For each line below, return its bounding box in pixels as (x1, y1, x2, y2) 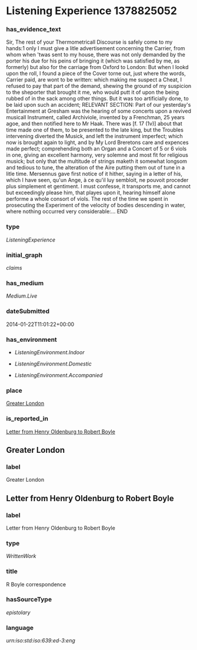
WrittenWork (6, 553, 36, 560)
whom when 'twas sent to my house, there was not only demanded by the (6, 51, 185, 58)
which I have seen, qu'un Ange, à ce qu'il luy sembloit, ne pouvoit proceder (6, 177, 189, 184)
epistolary (6, 609, 31, 616)
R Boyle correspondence (6, 580, 66, 588)
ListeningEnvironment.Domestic (14, 360, 92, 367)
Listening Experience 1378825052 (6, 4, 178, 18)
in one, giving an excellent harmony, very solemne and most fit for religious (6, 152, 188, 159)
